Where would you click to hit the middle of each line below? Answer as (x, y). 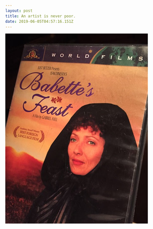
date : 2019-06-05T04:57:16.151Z (39, 21)
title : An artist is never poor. (41, 16)
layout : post (19, 11)
